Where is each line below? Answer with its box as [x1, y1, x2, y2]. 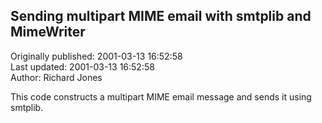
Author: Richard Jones [10, 71, 103, 83]
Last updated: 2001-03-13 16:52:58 [10, 60, 155, 73]
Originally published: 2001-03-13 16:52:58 [10, 50, 183, 62]
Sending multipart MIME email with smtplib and [10, 8, 312, 25]
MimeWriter [10, 24, 86, 41]
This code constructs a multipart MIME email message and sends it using [10, 90, 312, 103]
